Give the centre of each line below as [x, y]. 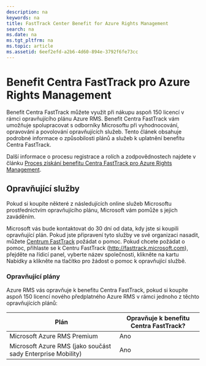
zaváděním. [21, 216]
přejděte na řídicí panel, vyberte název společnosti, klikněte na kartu [93, 254]
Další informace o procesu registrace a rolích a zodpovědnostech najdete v [101, 156]
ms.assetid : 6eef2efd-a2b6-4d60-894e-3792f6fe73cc [72, 52]
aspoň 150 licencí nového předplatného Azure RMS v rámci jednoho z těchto [103, 296]
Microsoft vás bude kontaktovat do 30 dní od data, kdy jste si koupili [93, 228]
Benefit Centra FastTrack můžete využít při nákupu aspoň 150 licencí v [95, 112]
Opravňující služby [43, 189]
